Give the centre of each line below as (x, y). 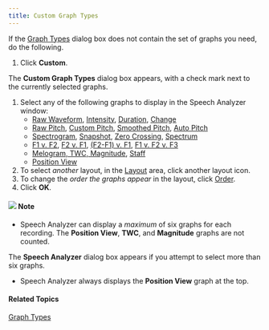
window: (34, 111)
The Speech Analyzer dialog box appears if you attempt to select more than (134, 256)
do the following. (36, 47)
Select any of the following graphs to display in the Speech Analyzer (133, 102)
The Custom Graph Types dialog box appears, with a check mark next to (129, 78)
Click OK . (36, 187)
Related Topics (34, 299)
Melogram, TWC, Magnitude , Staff (89, 153)
